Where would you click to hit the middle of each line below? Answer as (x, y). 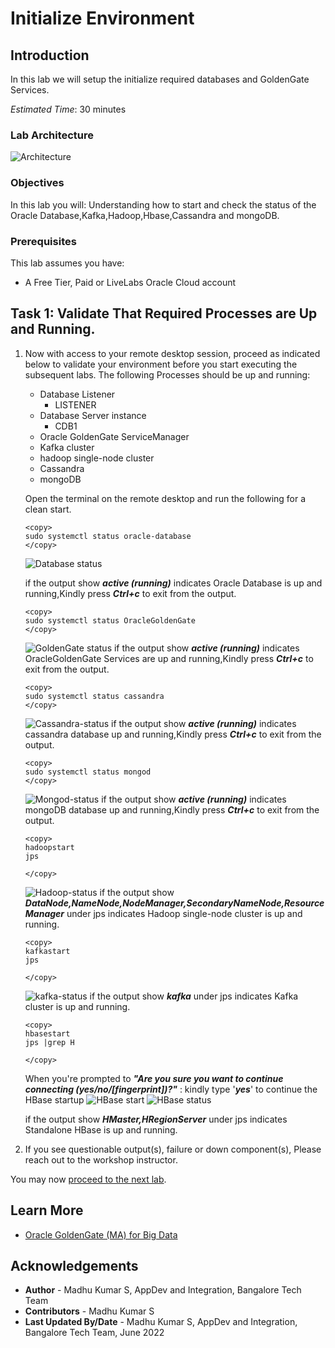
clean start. (48, 509)
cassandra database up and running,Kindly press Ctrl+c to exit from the (173, 734)
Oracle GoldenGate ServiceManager (114, 436)
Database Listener (77, 394)
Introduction (50, 55)
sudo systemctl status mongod (88, 772)
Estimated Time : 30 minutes (68, 109)
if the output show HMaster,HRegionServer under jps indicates (156, 1119)
